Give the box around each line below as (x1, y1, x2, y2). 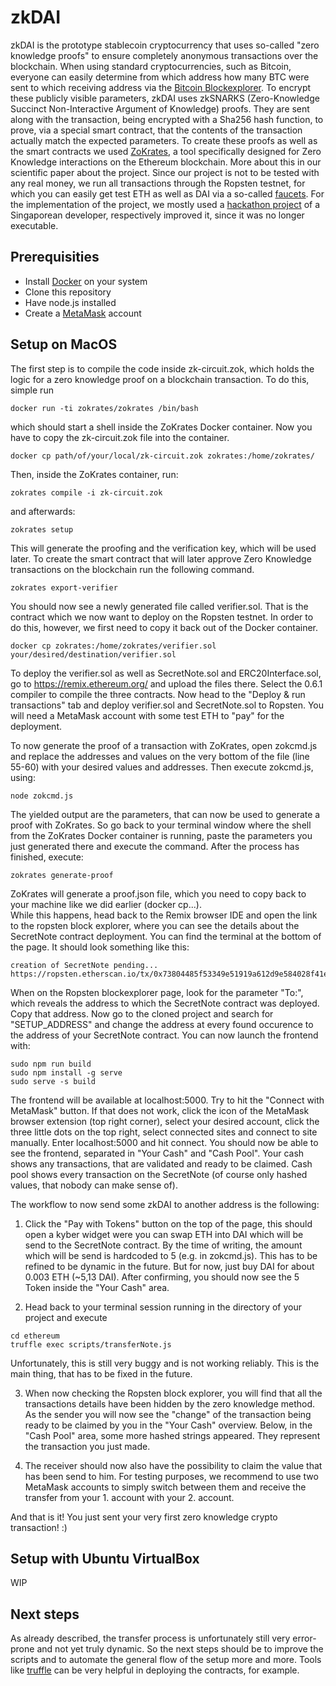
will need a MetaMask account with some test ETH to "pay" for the (10, 709, 285, 721)
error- (292, 1632, 317, 1645)
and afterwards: (10, 505, 76, 517)
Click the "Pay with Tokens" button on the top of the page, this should (24, 1217, 313, 1230)
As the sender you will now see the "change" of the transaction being (24, 1408, 312, 1420)
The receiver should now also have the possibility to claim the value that (24, 1459, 323, 1471)
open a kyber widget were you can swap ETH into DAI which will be (24, 1228, 304, 1240)
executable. (10, 219, 59, 231)
